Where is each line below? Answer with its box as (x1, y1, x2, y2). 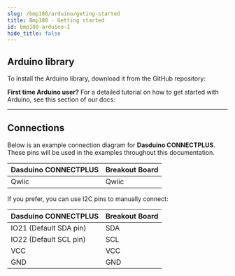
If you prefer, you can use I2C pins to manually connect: (7, 194, 169, 203)
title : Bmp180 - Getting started (7, 17, 105, 24)
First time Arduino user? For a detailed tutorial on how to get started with (7, 88, 219, 97)
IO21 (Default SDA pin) (10, 223, 87, 233)
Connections (7, 122, 65, 134)
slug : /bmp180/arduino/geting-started (7, 10, 120, 18)
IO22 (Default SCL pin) (10, 234, 86, 244)
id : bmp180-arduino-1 (7, 23, 71, 30)
